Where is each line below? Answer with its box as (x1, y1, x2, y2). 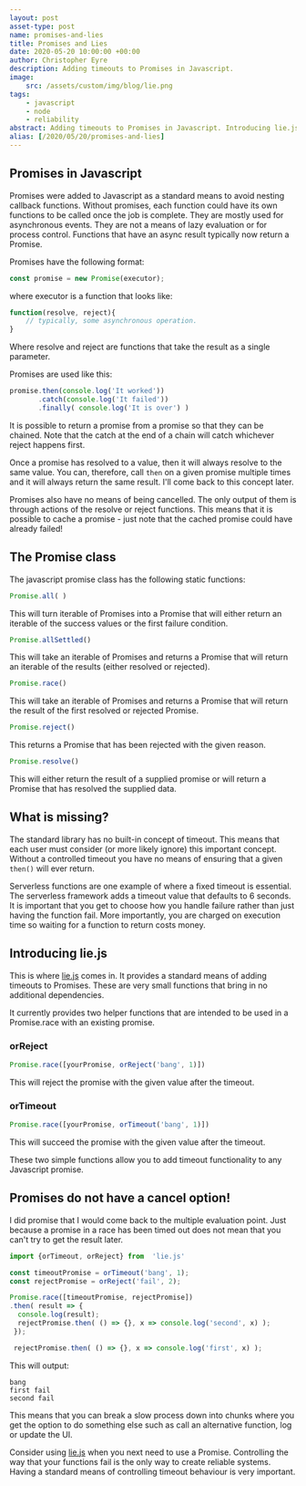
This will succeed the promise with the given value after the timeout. (9, 1137, 266, 1148)
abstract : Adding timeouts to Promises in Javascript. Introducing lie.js (9, 124, 300, 133)
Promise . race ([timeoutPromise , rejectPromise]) (9, 1293, 194, 1303)
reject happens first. (9, 439, 86, 450)
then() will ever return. (9, 863, 96, 874)
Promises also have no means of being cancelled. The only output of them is (9, 494, 297, 504)
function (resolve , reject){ (9, 307, 117, 317)
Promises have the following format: (9, 256, 145, 267)
